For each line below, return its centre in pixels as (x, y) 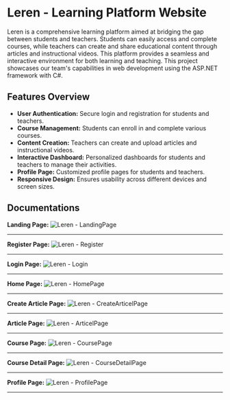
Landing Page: (28, 224)
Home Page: (25, 283)
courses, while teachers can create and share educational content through (112, 46)
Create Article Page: (37, 303)
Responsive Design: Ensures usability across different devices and (112, 179)
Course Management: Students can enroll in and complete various (112, 128)
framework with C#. (35, 75)
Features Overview (49, 97)
